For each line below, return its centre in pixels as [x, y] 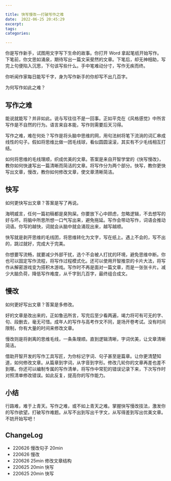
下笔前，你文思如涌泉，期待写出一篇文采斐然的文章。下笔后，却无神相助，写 [85, 60]
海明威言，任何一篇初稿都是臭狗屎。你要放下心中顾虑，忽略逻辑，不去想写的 [85, 213]
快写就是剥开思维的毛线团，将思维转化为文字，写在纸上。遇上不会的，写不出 [85, 237]
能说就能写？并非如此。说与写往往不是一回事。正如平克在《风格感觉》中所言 [85, 118]
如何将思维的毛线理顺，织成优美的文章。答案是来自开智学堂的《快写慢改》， [84, 159]
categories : [18, 34]
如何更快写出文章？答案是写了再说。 [43, 202]
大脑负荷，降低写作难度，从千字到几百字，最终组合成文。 [70, 273]
